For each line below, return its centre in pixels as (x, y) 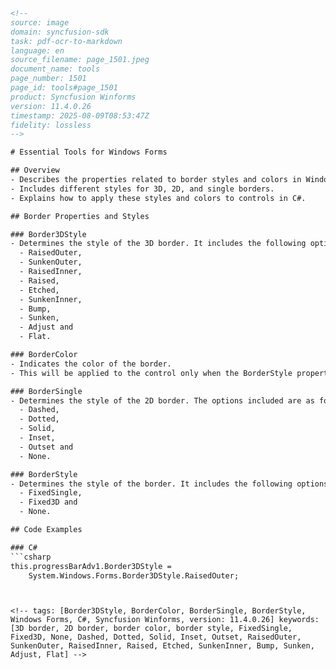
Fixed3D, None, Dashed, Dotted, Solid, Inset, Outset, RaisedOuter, (156, 637)
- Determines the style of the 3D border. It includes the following (158, 244)
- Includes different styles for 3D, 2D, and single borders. (142, 189)
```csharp (31, 557)
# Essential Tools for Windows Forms (89, 152)
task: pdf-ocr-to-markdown (66, 41)
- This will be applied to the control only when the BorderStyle (151, 373)
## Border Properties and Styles (80, 216)
